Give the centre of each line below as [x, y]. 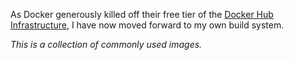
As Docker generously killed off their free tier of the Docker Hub [142, 14]
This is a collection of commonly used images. [106, 44]
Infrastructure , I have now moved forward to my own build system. [147, 25]
